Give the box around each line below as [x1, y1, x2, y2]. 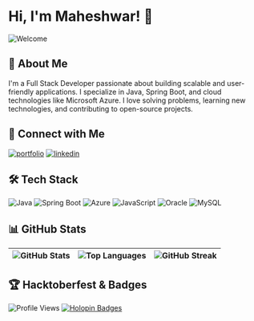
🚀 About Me [8, 57, 68, 71]
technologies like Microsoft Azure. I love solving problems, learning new [8, 95, 246, 105]
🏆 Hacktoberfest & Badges [8, 278, 147, 291]
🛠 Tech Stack [8, 173, 79, 186]
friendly [8, 87, 34, 96]
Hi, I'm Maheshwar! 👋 [8, 7, 154, 26]
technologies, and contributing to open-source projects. [8, 104, 194, 113]
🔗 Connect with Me [8, 128, 106, 141]
